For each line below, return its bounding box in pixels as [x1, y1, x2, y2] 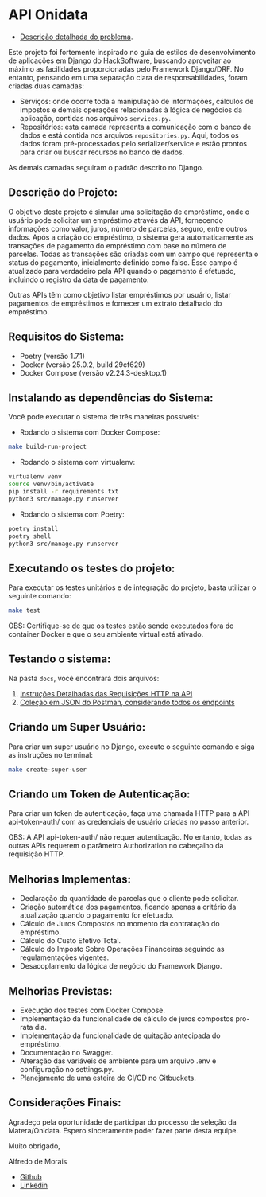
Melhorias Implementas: [8, 872, 131, 886]
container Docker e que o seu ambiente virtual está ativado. [8, 630, 204, 639]
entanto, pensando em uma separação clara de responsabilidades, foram [8, 72, 248, 82]
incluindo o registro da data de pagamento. [8, 275, 149, 284]
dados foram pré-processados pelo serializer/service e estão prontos [19, 138, 248, 148]
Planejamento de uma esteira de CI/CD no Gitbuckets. [19, 1073, 197, 1082]
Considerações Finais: [8, 1096, 121, 1109]
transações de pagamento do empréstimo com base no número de [8, 240, 227, 250]
